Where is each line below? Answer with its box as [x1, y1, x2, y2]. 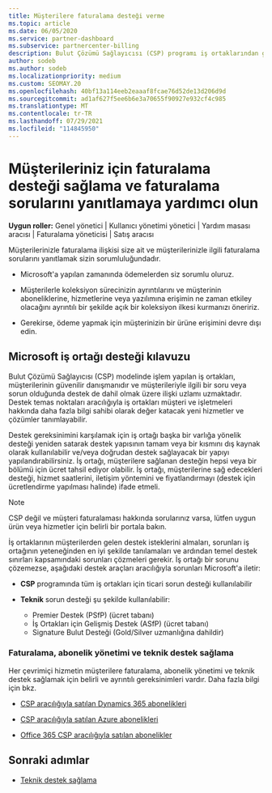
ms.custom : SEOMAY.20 [8, 79, 82, 87]
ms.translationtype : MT [8, 102, 89, 110]
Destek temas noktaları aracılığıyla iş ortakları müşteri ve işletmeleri [8, 397, 233, 407]
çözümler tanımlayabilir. [8, 414, 87, 424]
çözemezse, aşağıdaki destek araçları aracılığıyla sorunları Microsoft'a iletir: [8, 563, 261, 573]
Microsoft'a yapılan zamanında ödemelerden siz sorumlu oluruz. [19, 269, 235, 279]
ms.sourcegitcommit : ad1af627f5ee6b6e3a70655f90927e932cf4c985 [8, 95, 227, 103]
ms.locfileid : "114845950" [8, 125, 100, 133]
